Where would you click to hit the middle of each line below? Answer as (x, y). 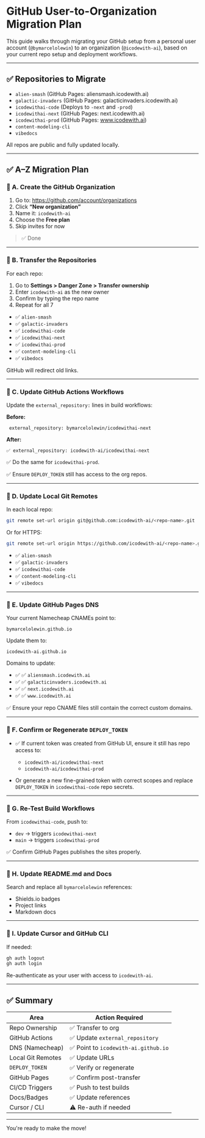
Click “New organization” (48, 207)
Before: (16, 417)
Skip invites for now (40, 226)
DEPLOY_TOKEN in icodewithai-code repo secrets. (74, 786)
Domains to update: (31, 663)
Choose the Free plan (42, 220)
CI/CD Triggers (31, 1088)
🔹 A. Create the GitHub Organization (61, 187)
